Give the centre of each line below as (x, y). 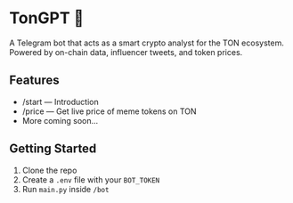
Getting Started (53, 149)
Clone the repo (49, 170)
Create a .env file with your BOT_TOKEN (91, 179)
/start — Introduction (61, 101)
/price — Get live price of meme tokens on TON (110, 111)
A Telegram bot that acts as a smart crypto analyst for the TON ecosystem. (147, 43)
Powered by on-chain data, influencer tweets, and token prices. (126, 52)
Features (34, 81)
